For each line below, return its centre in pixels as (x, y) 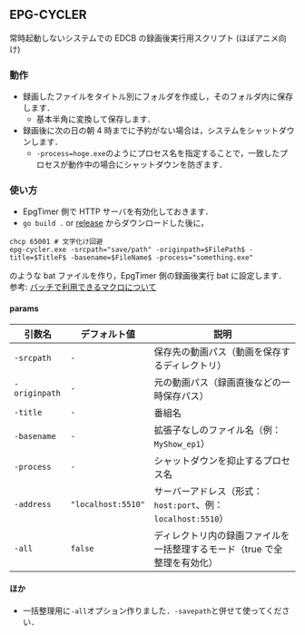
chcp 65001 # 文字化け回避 (56, 242)
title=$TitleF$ (38, 258)
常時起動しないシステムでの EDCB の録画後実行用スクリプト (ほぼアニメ (144, 38)
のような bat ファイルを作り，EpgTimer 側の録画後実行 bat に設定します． (148, 276)
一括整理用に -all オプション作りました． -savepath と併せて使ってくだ (152, 611)
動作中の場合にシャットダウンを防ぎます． (148, 165)
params (24, 308)
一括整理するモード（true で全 (218, 549)
